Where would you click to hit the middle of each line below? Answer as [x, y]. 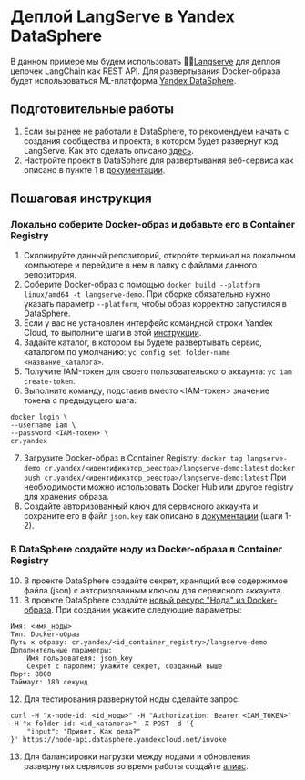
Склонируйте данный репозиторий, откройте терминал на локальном [159, 256]
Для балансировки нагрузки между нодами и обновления [137, 756]
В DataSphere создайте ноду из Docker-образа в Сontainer [147, 550]
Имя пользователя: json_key [80, 658]
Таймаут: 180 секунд [50, 682]
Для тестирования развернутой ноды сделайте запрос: [132, 699]
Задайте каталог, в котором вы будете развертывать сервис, [142, 342]
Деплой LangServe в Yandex [123, 17]
